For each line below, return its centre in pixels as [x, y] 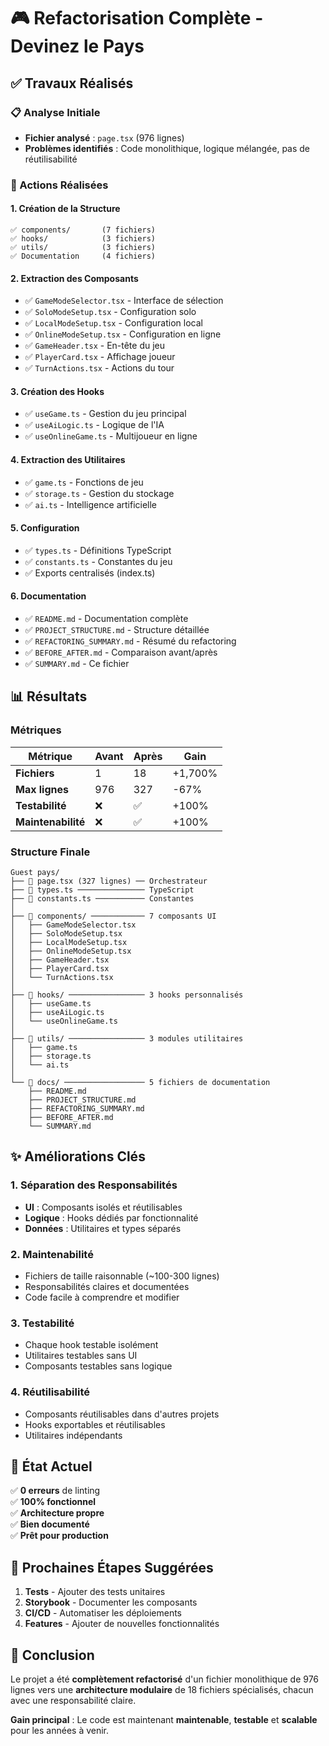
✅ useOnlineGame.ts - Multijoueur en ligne [111, 436]
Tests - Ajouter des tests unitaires [95, 1592]
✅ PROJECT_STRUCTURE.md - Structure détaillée [117, 630]
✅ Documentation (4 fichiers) [83, 256]
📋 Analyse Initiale [55, 112]
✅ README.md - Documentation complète [106, 619]
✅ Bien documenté [50, 1524]
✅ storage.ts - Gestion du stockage [99, 493]
